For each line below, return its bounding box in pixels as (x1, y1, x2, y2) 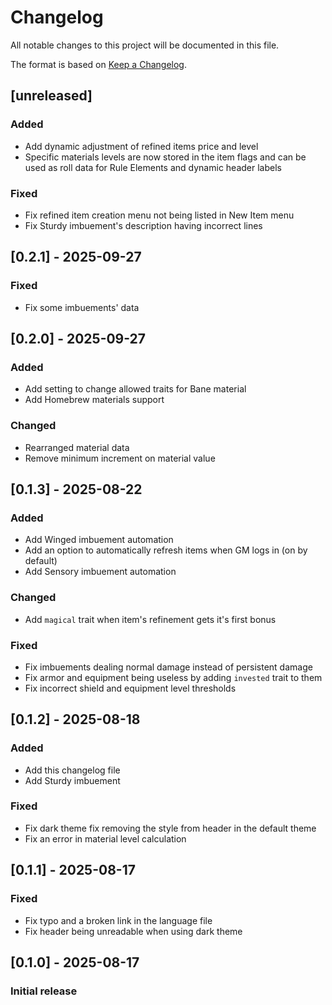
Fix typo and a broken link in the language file (24, 914, 213, 926)
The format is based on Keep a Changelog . (10, 58, 187, 70)
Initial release (10, 984, 78, 998)
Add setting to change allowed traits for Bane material (24, 383, 247, 395)
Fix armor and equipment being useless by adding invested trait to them (24, 671, 323, 683)
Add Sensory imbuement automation (24, 566, 177, 578)
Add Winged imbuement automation (24, 534, 174, 546)
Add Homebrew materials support (24, 394, 165, 406)
